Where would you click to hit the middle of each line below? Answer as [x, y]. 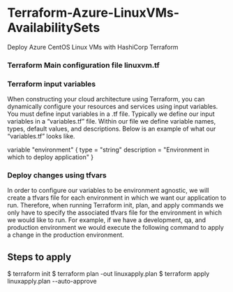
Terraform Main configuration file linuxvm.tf [84, 65]
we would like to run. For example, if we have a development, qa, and [107, 220]
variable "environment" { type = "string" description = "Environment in [108, 150]
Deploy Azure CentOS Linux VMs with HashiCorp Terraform [93, 47]
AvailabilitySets [54, 28]
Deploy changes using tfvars [57, 175]
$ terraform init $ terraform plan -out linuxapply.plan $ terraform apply [108, 274]
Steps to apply [39, 257]
